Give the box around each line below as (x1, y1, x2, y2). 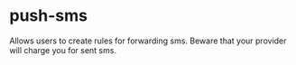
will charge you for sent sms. (9, 44, 117, 55)
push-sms (9, 5, 88, 26)
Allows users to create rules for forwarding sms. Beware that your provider (9, 35, 287, 46)
